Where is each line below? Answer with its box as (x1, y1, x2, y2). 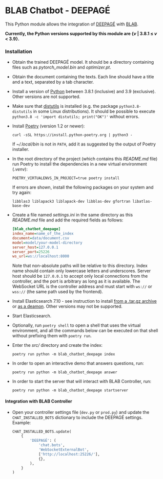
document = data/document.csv (12, 236, 69, 240)
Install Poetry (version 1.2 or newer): (12, 123, 85, 129)
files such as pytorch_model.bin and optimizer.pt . (12, 64, 111, 71)
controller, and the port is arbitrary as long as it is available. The (12, 278, 141, 284)
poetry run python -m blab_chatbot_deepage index (12, 352, 116, 357)
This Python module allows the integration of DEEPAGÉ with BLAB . (5, 21, 139, 27)
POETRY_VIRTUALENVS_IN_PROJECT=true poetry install (12, 176, 120, 181)
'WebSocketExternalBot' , (38, 447, 89, 453)
